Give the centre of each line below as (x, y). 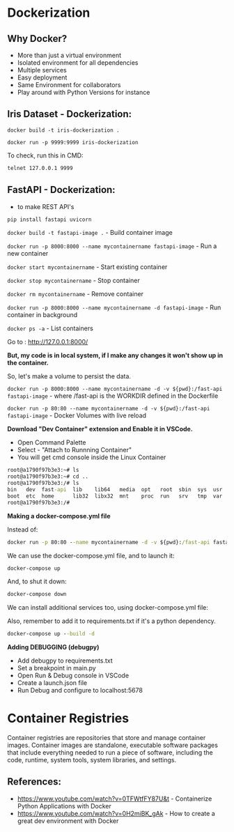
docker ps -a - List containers (50, 328)
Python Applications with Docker (64, 806)
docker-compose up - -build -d (51, 634)
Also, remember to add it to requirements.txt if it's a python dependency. (111, 621)
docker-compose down (37, 594)
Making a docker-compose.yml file (59, 516)
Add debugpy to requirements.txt (65, 661)
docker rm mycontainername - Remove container (76, 294)
